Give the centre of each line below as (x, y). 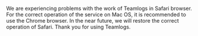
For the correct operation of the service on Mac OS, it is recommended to (96, 15)
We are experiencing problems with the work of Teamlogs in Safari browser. (99, 8)
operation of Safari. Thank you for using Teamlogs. (68, 27)
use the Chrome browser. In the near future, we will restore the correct (93, 21)
